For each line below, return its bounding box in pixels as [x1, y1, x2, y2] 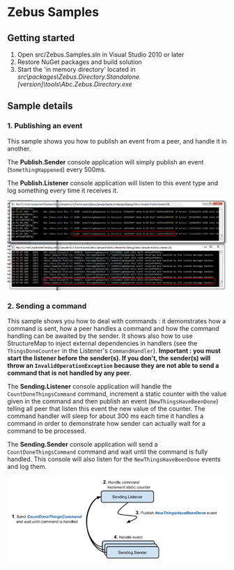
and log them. [7, 463, 47, 471]
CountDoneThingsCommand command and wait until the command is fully [7, 447, 208, 456]
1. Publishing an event [7, 121, 83, 131]
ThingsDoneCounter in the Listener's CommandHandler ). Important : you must [7, 346, 221, 355]
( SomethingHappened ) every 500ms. [7, 165, 107, 174]
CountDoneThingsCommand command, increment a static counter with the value [7, 390, 227, 398]
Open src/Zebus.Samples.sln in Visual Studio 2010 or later [17, 50, 185, 59]
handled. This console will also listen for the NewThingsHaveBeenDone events [7, 455, 221, 463]
